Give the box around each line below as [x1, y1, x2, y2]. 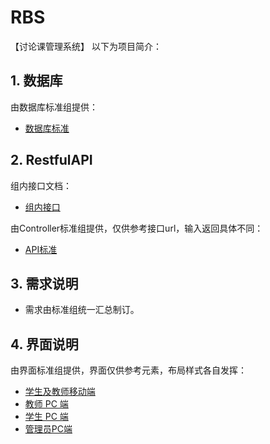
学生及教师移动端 [24, 386, 96, 398]
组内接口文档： [10, 179, 72, 191]
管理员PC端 [24, 423, 73, 435]
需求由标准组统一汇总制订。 [24, 304, 140, 316]
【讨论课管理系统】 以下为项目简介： [10, 40, 162, 52]
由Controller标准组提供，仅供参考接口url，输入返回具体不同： [10, 222, 264, 234]
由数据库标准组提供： [10, 101, 98, 113]
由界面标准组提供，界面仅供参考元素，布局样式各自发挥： [10, 364, 247, 376]
